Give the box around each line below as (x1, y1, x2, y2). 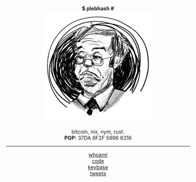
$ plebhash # (81, 5, 115, 12)
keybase (87, 164, 108, 170)
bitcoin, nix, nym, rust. (71, 128, 125, 135)
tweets (89, 170, 107, 177)
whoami (88, 152, 108, 158)
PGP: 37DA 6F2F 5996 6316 (64, 135, 132, 141)
